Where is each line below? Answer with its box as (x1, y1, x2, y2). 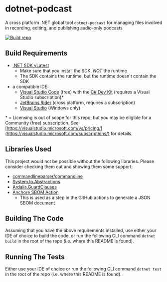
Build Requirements (5, 49, 68, 57)
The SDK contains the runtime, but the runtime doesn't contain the (19, 73, 157, 79)
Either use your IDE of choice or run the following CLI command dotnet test (5, 266, 162, 272)
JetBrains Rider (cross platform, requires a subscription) (19, 99, 136, 105)
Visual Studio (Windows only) (19, 104, 81, 110)
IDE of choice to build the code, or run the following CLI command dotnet (5, 233, 156, 239)
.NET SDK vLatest (12, 62, 49, 68)
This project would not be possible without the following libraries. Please (5, 158, 155, 164)
